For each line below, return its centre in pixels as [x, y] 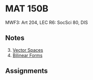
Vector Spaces [28, 50]
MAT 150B [27, 9]
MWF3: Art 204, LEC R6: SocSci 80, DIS [46, 22]
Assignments [27, 71]
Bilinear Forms [27, 55]
